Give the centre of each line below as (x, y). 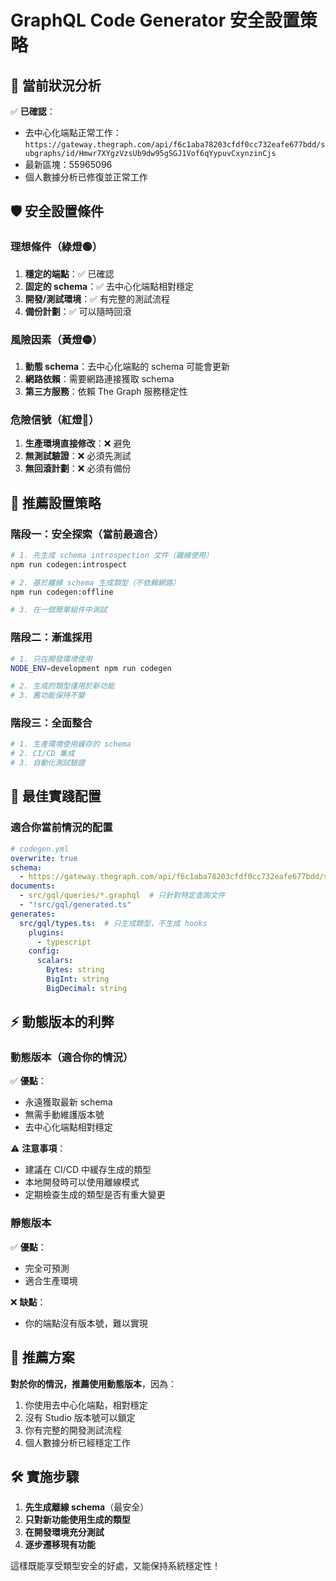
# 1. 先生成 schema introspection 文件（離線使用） (112, 555)
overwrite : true (44, 858)
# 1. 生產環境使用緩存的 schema (71, 744)
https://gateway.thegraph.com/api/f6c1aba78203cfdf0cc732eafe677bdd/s (175, 145)
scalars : (55, 961)
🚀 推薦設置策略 (56, 502)
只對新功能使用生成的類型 (77, 1520)
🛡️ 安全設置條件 (57, 211)
